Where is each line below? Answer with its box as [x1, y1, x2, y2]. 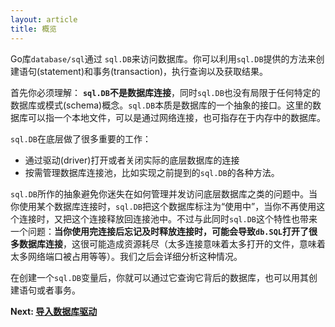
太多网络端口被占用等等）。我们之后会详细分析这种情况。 [10, 250, 243, 262]
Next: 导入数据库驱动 [10, 305, 98, 317]
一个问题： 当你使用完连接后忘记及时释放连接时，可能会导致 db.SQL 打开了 [10, 225, 309, 237]
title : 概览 [10, 24, 57, 34]
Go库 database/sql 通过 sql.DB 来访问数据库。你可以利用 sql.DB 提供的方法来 [10, 52, 317, 65]
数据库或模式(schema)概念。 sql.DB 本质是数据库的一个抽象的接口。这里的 [10, 99, 313, 111]
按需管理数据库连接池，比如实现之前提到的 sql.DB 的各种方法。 [24, 166, 280, 178]
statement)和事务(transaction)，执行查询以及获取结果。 [39, 65, 269, 77]
